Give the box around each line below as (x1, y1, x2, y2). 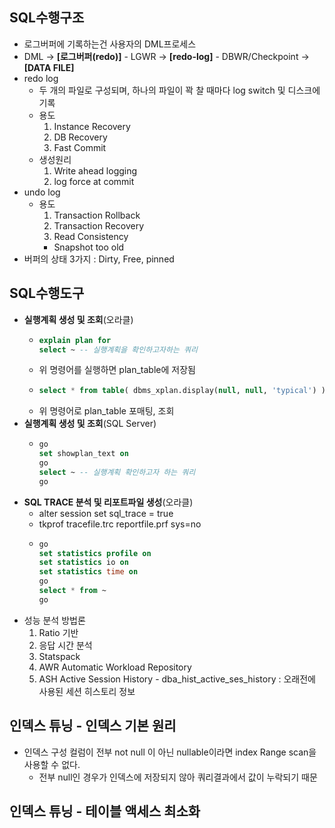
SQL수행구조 (9, 9, 85, 27)
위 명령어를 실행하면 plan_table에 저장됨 (38, 364, 196, 376)
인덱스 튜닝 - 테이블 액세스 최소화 (9, 803, 201, 820)
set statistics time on (38, 567, 139, 577)
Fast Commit (53, 141, 107, 153)
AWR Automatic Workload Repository (38, 661, 192, 673)
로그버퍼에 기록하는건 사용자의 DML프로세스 (23, 38, 197, 50)
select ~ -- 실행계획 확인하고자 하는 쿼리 (38, 467, 196, 477)
